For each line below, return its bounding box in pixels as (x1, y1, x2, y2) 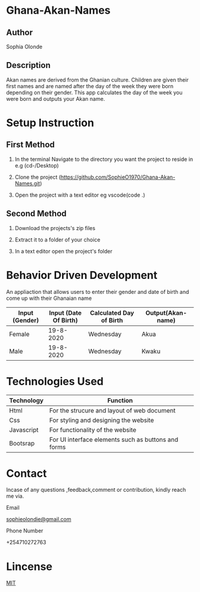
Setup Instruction (6, 116, 94, 129)
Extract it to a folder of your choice (14, 236, 101, 243)
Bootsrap (9, 439, 35, 447)
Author (6, 27, 33, 38)
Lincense (6, 560, 52, 573)
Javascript (9, 426, 39, 434)
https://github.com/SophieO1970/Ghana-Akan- (60, 173, 176, 181)
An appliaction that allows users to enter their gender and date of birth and (6, 288, 189, 295)
